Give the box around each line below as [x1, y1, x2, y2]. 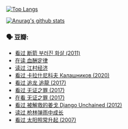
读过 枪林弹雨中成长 [14, 109, 64, 116]
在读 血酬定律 [14, 57, 48, 64]
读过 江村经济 [14, 64, 48, 71]
